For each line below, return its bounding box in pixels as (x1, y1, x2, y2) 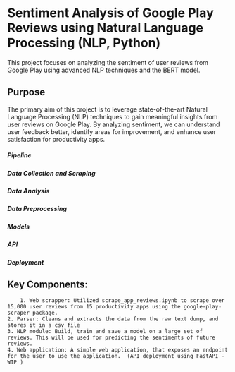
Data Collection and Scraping (7, 169, 96, 177)
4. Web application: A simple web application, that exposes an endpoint (7, 347, 229, 354)
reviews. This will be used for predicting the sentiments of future (7, 334, 216, 342)
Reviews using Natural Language (7, 20, 204, 36)
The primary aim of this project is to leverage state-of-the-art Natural (7, 104, 208, 114)
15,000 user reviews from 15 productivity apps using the (7, 304, 181, 311)
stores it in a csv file (7, 322, 80, 329)
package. (32, 309, 58, 317)
